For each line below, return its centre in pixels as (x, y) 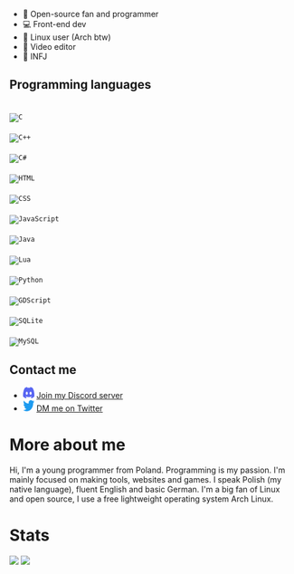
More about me (67, 445)
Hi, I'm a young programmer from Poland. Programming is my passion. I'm (147, 470)
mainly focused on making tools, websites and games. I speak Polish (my (146, 479)
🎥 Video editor (49, 47)
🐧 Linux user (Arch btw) (66, 37)
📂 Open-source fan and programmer (90, 14)
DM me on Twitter (69, 408)
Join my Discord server (80, 395)
